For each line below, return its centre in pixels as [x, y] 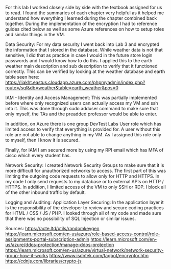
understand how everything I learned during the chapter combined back [81, 18]
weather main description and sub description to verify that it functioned [81, 66]
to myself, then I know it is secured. [43, 140]
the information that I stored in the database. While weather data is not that [84, 50]
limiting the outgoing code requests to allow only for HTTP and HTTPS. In [82, 176]
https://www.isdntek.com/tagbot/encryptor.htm [99, 255]
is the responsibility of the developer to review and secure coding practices [85, 208]
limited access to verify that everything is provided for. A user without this [83, 129]
